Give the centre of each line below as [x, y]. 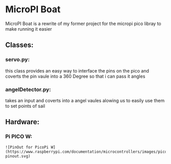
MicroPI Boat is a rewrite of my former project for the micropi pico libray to [83, 24]
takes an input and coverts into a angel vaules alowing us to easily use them [85, 100]
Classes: [20, 45]
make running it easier [29, 29]
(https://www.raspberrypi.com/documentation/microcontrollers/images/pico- [87, 152]
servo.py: [18, 60]
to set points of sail [25, 106]
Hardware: [22, 122]
